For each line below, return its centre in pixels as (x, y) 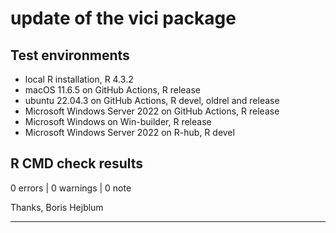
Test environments (70, 55)
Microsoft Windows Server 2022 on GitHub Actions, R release (152, 111)
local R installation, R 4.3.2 (79, 79)
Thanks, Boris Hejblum (57, 207)
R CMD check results (77, 163)
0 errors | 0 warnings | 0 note (71, 188)
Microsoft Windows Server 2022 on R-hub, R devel (129, 132)
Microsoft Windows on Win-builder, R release (118, 121)
